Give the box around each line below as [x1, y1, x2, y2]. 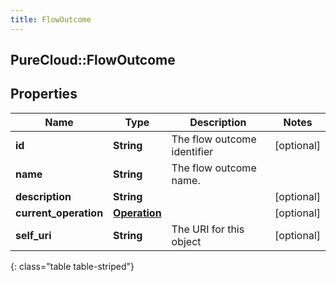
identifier [171, 144, 214, 158]
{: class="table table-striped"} [10, 260, 135, 272]
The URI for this [171, 222, 245, 236]
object [171, 234, 202, 248]
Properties [10, 86, 78, 103]
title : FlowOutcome [10, 14, 92, 25]
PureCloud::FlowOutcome [10, 52, 176, 69]
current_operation [15, 206, 104, 220]
